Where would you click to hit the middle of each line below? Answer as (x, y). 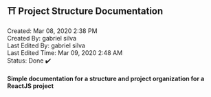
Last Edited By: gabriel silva (46, 45)
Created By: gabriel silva (42, 38)
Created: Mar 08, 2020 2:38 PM (52, 31)
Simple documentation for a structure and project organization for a (106, 79)
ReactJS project (30, 86)
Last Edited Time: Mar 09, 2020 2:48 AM (65, 52)
